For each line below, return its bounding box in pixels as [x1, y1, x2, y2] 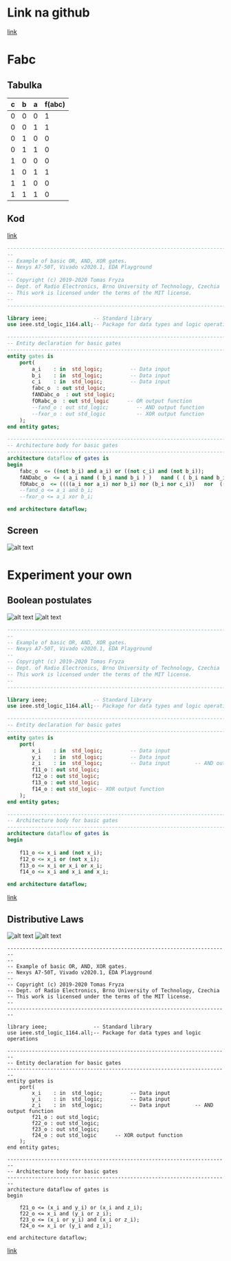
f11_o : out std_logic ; [32, 766, 100, 773]
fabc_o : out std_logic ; [32, 385, 107, 392]
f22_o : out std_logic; [32, 1120, 100, 1127]
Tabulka [7, 79, 43, 91]
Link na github [7, 5, 91, 21]
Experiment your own [7, 567, 133, 583]
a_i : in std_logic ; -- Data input [32, 365, 170, 373]
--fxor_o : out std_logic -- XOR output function [32, 410, 205, 418]
